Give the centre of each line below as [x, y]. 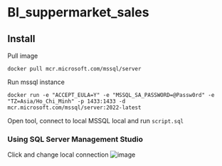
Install [21, 39]
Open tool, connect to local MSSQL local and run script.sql [96, 121]
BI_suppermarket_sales [78, 12]
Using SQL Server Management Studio [75, 139]
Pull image [23, 56]
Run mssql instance [36, 82]
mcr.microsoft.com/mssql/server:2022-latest [74, 108]
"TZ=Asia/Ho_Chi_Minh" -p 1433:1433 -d [67, 101]
